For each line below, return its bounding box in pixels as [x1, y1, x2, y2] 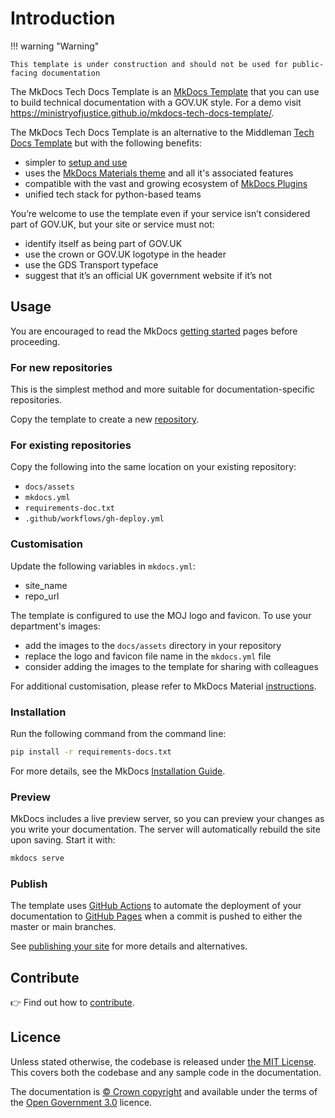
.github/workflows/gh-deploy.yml [24, 514, 165, 524]
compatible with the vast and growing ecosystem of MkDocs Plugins [24, 177, 308, 189]
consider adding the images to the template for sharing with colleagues [24, 660, 319, 672]
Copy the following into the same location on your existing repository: [10, 461, 297, 473]
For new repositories [10, 360, 113, 374]
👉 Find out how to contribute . [10, 997, 135, 1009]
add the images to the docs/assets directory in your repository [24, 639, 282, 651]
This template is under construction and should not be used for [10, 59, 288, 69]
